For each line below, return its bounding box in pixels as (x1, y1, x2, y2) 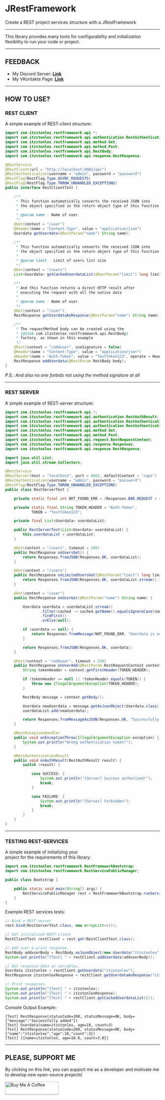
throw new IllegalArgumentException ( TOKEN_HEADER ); (31, 682, 139, 686)
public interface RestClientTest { (5, 186, 78, 190)
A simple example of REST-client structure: (5, 121, 92, 127)
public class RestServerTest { (5, 487, 69, 492)
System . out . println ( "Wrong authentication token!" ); (23, 740, 133, 745)
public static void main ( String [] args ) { (14, 886, 102, 891)
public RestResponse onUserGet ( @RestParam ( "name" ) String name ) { (14, 595, 153, 600)
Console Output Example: (5, 1004, 57, 1010)
